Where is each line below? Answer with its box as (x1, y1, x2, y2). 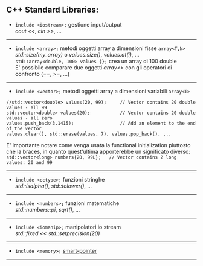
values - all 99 (6, 104, 47, 110)
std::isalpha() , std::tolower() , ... (14, 182, 92, 189)
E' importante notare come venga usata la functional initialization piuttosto (6, 141, 191, 148)
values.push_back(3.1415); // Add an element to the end (6, 120, 196, 126)
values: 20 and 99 (6, 159, 53, 165)
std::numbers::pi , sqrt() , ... (14, 206, 80, 213)
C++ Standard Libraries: (6, 5, 99, 15)
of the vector (6, 125, 42, 131)
